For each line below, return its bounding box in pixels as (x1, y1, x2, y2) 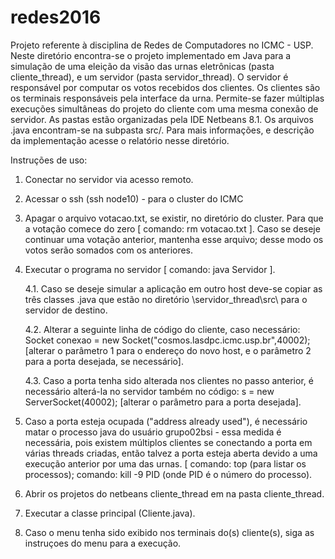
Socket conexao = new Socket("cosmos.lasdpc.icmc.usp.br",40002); (24, 334, 311, 346)
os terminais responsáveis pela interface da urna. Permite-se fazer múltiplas (10, 92, 325, 104)
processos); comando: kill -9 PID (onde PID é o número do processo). (24, 468, 313, 480)
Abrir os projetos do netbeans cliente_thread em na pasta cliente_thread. (24, 487, 325, 500)
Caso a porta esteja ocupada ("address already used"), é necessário (24, 415, 308, 427)
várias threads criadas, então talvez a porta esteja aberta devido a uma (24, 447, 318, 459)
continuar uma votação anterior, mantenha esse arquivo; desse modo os (24, 233, 324, 245)
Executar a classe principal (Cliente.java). (24, 507, 196, 519)
